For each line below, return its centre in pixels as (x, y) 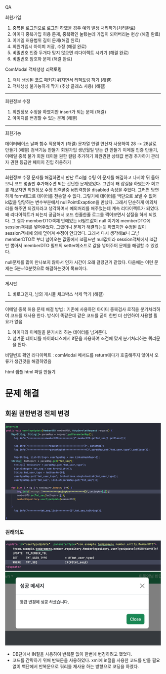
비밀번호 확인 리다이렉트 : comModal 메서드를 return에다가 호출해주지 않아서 (79, 355)
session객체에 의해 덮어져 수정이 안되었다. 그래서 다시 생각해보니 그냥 (72, 233)
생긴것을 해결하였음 (33, 361)
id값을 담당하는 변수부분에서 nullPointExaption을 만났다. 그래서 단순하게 (75, 202)
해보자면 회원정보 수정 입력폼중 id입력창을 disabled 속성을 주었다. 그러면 (80, 190)
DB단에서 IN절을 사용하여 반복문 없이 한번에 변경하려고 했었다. (72, 654)
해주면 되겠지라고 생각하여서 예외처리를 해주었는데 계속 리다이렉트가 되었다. (87, 208)
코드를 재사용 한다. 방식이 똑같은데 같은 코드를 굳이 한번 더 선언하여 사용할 (81, 315)
